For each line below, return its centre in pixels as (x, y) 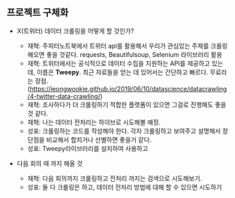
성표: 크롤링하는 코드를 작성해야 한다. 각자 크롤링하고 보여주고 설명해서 (124, 131)
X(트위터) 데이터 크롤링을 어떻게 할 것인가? (75, 31)
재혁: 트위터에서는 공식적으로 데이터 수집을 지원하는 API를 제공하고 (119, 63)
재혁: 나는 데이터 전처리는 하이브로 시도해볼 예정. (94, 122)
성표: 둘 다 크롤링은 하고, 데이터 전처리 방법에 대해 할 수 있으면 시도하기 (125, 187)
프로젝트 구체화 (38, 13)
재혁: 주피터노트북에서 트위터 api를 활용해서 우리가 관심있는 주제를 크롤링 (127, 46)
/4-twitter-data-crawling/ (64, 96)
